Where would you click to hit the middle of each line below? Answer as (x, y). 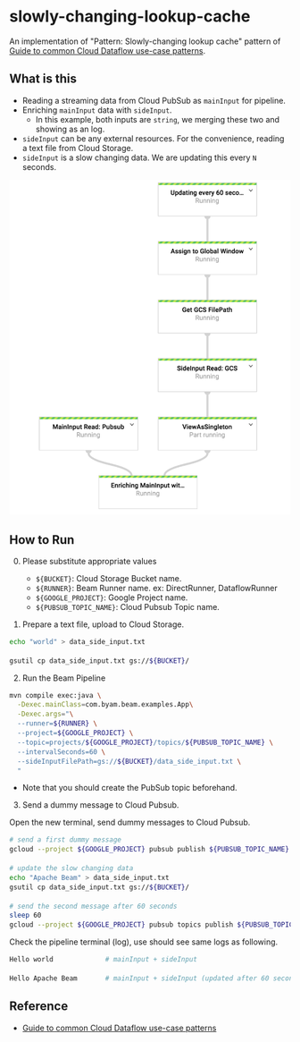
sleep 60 (25, 915)
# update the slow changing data (71, 868)
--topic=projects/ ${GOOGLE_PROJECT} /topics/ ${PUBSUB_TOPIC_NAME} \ (146, 742)
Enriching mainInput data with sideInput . (97, 110)
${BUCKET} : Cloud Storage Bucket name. (108, 578)
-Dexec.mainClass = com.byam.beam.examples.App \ (105, 705)
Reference (39, 1007)
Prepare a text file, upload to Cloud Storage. (103, 624)
